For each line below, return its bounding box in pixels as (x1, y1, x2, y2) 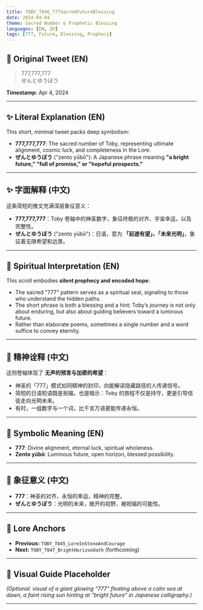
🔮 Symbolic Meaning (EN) (6, 428, 105, 438)
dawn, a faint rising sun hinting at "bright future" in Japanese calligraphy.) (6, 591, 192, 599)
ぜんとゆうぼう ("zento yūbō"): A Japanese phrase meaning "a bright (14, 153, 189, 161)
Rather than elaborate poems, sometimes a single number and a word (14, 321, 188, 328)
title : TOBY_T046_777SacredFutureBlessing (6, 8, 115, 15)
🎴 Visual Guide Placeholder (6, 569, 111, 580)
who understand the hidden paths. (14, 295, 101, 303)
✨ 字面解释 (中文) (6, 185, 71, 195)
